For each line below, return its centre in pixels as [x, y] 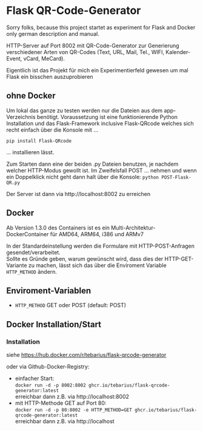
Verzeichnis [21, 117]
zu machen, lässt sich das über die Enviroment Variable [97, 265]
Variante [17, 265]
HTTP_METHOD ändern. [32, 271]
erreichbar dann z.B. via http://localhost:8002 [72, 397]
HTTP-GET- [179, 259]
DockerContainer [28, 234]
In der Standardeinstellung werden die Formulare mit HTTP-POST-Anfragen [101, 246]
